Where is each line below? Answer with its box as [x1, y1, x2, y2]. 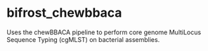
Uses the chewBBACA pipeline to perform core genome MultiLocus [6, 28, 202, 36]
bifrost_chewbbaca [6, 5, 122, 21]
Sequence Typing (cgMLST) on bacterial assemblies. [6, 35, 160, 43]
